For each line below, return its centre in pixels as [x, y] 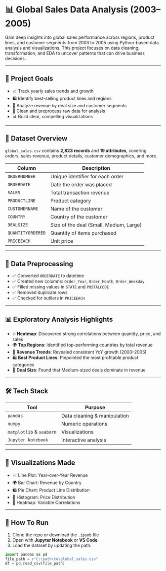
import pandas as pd [26, 554]
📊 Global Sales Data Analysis [67, 10]
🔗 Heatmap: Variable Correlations [46, 502]
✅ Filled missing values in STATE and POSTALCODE [61, 287]
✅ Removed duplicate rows [40, 292]
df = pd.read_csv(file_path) [35, 564]
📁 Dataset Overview [36, 139]
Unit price [62, 241]
